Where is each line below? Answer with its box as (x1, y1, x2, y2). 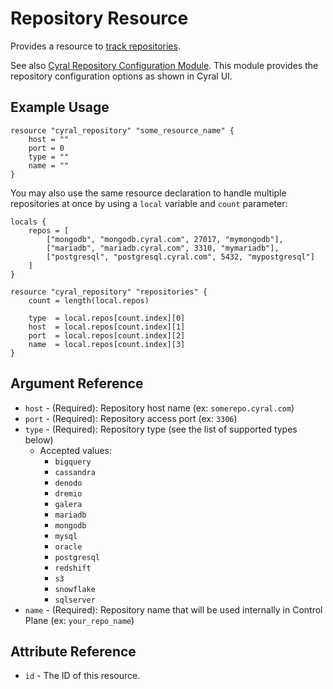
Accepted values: (39, 444, 113, 456)
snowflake (54, 584, 96, 594)
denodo (54, 478, 83, 488)
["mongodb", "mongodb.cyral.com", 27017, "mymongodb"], (46, 234, 284, 244)
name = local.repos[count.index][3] (28, 339, 186, 349)
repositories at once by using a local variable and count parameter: (10, 197, 288, 209)
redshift (54, 563, 92, 573)
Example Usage (10, 99, 110, 116)
